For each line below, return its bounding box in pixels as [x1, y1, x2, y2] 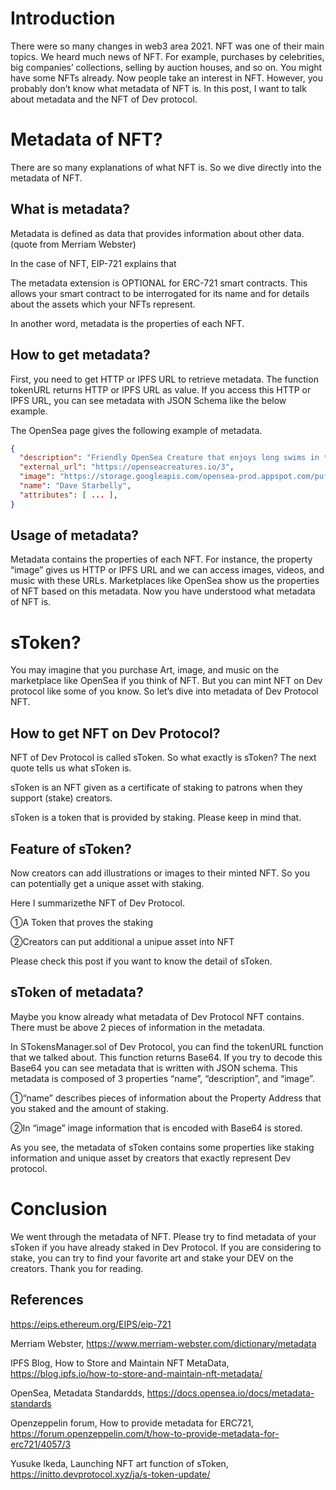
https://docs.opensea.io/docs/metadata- [146, 1387, 315, 1399]
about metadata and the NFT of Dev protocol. [10, 93, 198, 105]
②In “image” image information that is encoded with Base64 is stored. [10, 1122, 303, 1134]
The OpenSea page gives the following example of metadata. [10, 424, 263, 436]
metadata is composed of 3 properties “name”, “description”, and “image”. [10, 1072, 315, 1084]
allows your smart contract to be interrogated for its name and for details [10, 287, 310, 299]
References [10, 1292, 84, 1309]
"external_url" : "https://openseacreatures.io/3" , [19, 462, 235, 472]
